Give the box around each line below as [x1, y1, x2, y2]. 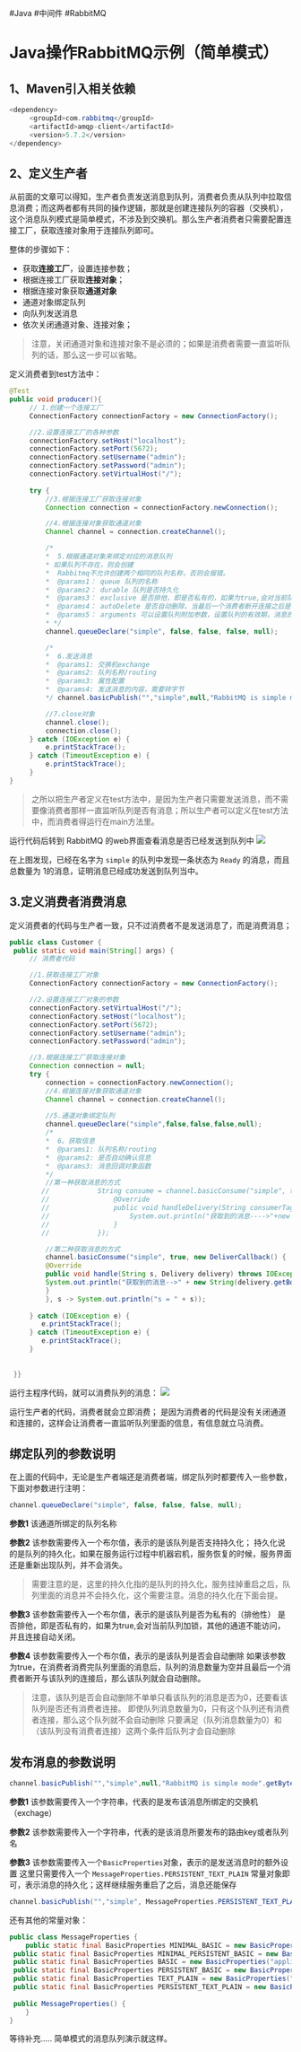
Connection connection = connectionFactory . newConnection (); [45, 503, 279, 512]
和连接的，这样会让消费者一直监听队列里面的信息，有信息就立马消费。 [9, 1417, 269, 1428]
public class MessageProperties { [9, 1933, 139, 1942]
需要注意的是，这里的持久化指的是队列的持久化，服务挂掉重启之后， [30, 1579, 283, 1590]
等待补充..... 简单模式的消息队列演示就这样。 [9, 2033, 173, 2044]
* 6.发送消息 [45, 652, 92, 661]
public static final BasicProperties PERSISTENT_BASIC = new [13, 1966, 246, 1975]
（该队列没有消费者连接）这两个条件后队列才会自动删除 [30, 1726, 236, 1737]
